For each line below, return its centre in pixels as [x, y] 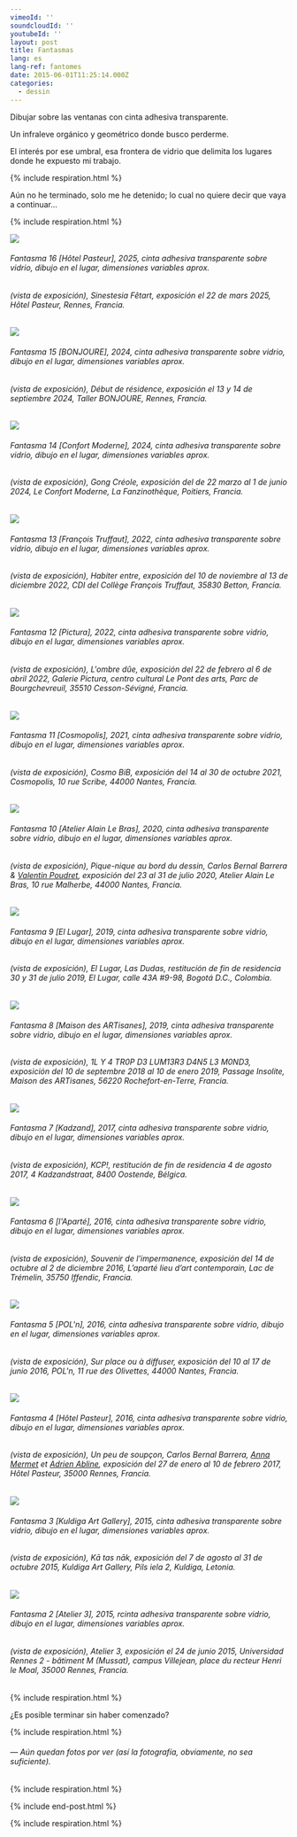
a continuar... [34, 204]
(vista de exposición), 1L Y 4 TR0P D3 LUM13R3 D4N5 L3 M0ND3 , [130, 1062]
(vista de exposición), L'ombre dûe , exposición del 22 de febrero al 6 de [141, 669]
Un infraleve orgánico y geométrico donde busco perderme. [119, 134]
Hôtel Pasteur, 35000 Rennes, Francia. [80, 1474]
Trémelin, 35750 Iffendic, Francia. [72, 1277]
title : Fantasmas [42, 51]
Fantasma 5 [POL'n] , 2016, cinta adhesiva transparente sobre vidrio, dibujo [147, 1325]
